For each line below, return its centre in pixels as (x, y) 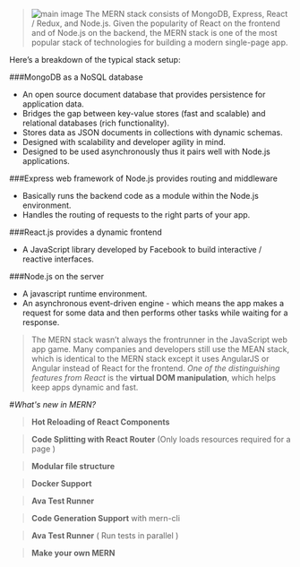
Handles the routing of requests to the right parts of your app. (136, 215)
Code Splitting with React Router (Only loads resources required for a (161, 439)
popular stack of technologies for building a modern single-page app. (159, 42)
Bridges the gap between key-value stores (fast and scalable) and (144, 113)
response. (41, 322)
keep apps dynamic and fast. (85, 387)
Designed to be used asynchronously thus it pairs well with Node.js (146, 151)
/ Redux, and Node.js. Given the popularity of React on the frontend (155, 23)
